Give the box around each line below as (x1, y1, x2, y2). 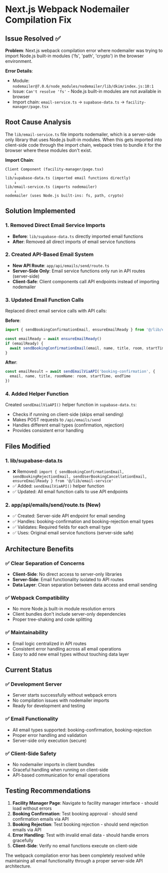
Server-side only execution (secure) (12, 737, 86, 743)
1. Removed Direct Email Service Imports (5, 222, 105, 229)
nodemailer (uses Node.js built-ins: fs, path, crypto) (5, 193, 124, 198)
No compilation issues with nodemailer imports (12, 697, 109, 704)
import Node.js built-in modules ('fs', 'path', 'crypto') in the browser (5, 53, 144, 59)
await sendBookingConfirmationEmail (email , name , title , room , (9, 346, 144, 351)
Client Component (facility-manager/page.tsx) (5, 167, 104, 172)
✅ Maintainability (5, 629, 48, 636)
